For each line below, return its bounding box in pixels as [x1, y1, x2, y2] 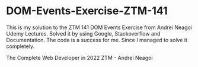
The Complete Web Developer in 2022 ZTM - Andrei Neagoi [6, 54, 153, 61]
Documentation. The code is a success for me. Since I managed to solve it [6, 36, 188, 43]
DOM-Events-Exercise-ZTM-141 [6, 4, 168, 18]
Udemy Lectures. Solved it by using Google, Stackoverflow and [6, 30, 161, 37]
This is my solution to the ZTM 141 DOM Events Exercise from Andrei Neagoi [6, 24, 193, 31]
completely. [6, 43, 35, 50]
